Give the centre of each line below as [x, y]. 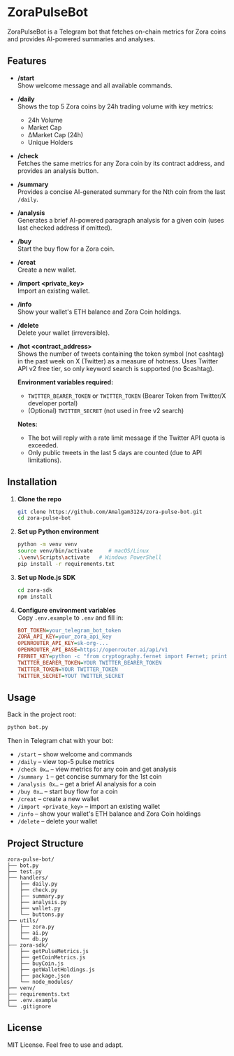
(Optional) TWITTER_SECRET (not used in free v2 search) [106, 410]
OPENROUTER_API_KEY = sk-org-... [63, 644]
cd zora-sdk [35, 590]
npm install [35, 597]
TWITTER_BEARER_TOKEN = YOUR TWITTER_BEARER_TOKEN [89, 662]
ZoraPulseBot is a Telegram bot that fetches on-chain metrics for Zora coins [117, 32]
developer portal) [53, 403]
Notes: [27, 424]
